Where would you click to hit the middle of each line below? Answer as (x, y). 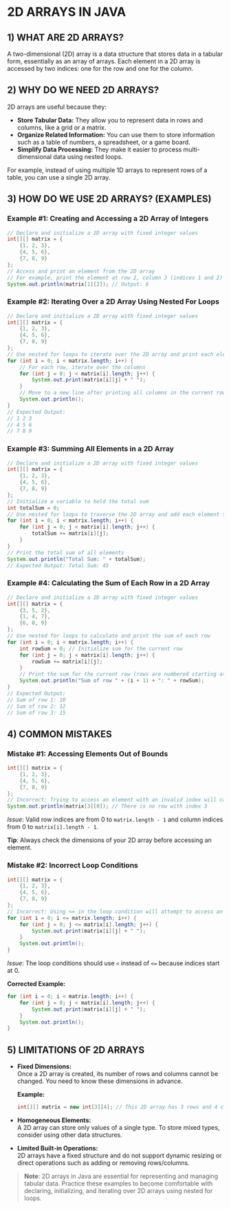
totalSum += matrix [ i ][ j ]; (70, 534)
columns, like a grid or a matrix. (62, 127)
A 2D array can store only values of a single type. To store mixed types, (118, 1127)
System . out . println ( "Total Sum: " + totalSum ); (77, 559)
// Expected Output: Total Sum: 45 (58, 565)
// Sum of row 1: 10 (37, 700)
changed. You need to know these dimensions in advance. (100, 1081)
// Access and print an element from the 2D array (81, 271)
